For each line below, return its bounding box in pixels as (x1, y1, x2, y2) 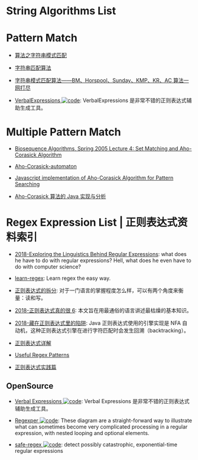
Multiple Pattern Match (6, 126, 121, 139)
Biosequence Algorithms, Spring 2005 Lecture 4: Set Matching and (14, 145, 178, 152)
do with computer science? (14, 263, 82, 270)
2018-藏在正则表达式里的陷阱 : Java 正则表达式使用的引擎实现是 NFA (14, 320, 181, 327)
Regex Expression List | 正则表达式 (6, 216, 177, 229)
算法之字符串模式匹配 (14, 52, 67, 59)
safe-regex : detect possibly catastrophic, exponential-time (14, 440, 177, 448)
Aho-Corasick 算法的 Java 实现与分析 (14, 193, 106, 200)
